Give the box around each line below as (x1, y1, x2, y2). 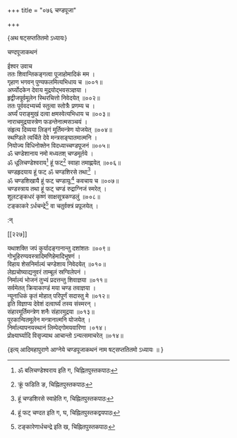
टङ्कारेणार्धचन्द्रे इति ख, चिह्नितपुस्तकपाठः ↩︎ (17, 422, 116, 431)
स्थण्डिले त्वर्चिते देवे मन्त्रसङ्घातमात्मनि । (7, 133, 97, 142)
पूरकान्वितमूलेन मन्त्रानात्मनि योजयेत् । (7, 315, 91, 324)
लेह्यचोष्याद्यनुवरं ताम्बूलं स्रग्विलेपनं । (7, 267, 87, 276)
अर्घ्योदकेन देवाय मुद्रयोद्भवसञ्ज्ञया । (7, 86, 87, 94)
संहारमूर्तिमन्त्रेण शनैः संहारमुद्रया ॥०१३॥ (7, 307, 95, 316)
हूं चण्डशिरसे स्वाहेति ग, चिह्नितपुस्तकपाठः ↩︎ (17, 394, 114, 403)
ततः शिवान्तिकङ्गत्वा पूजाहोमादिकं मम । (7, 70, 95, 78)
